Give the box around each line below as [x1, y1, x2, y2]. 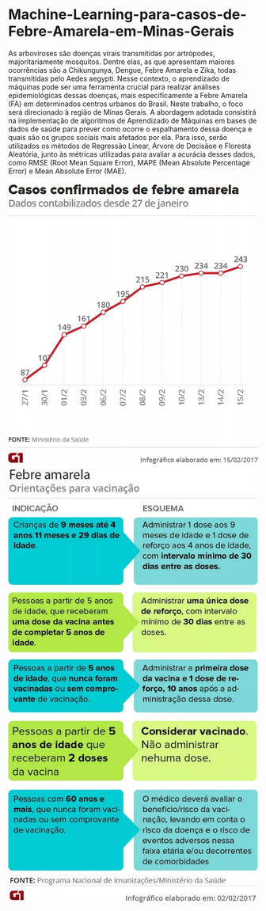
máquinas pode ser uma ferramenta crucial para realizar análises [8, 82, 220, 92]
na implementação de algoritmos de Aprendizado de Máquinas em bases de [8, 116, 257, 125]
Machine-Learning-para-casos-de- [8, 6, 247, 24]
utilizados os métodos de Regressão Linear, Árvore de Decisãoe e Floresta [8, 141, 252, 150]
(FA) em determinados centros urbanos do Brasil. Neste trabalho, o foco [8, 99, 244, 108]
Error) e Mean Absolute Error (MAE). [8, 166, 127, 176]
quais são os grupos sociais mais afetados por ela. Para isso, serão [8, 132, 228, 142]
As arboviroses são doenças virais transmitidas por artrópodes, [8, 48, 215, 58]
